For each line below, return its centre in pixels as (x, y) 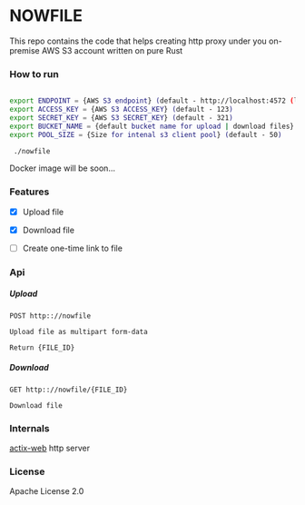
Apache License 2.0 (47, 491)
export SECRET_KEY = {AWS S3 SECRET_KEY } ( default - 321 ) (121, 118)
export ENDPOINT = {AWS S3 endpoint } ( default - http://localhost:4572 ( (152, 101)
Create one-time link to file (72, 248)
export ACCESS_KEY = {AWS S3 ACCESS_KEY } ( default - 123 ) (121, 110)
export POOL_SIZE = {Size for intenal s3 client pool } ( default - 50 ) (146, 134)
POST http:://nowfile (50, 316)
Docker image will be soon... (63, 168)
